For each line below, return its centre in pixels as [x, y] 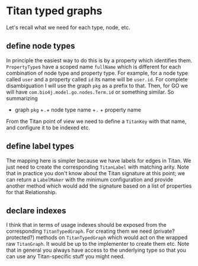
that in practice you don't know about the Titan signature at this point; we [96, 173]
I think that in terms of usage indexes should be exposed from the [87, 225]
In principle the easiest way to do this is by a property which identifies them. [99, 60]
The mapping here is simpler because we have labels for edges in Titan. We [99, 160]
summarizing [22, 98]
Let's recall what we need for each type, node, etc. [68, 27]
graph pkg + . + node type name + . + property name [78, 110]
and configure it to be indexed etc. [48, 127]
